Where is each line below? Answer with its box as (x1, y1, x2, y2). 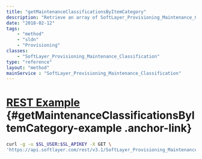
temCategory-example (6, 121, 122, 135)
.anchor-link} (124, 121, 192, 135)
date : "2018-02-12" (6, 20, 55, 26)
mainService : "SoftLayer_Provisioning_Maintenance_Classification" (6, 70, 182, 76)
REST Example (6, 96, 80, 110)
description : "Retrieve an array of (6, 14, 98, 20)
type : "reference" (6, 59, 52, 65)
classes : (6, 48, 28, 54)
